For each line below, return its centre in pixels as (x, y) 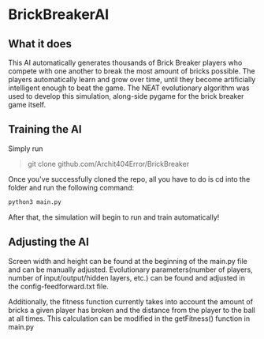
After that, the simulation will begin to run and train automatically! (114, 217)
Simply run (26, 149)
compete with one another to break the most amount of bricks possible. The (132, 71)
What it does (40, 44)
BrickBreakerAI (59, 15)
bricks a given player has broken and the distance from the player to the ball (132, 310)
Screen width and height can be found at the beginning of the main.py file (128, 261)
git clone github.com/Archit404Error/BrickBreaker (108, 164)
